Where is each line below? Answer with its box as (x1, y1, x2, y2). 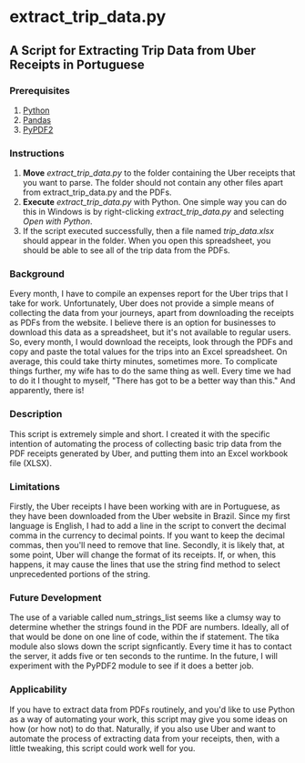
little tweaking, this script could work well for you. (9, 742, 196, 753)
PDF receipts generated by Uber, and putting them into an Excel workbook (9, 448, 289, 459)
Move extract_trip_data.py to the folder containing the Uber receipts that (22, 168, 296, 178)
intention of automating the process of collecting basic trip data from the (9, 438, 282, 449)
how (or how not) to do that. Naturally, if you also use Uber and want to (9, 723, 276, 734)
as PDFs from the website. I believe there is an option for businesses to (9, 317, 276, 329)
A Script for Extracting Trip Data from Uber (9, 43, 257, 58)
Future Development (9, 591, 102, 604)
